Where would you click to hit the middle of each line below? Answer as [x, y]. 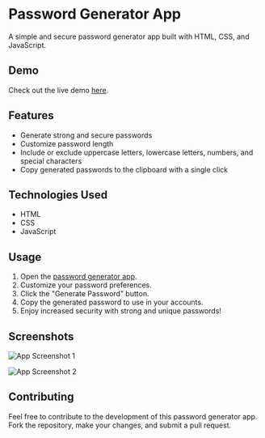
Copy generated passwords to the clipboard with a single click [124, 169]
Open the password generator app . [78, 277]
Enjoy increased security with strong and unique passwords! [121, 311]
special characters [51, 161]
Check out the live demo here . [59, 90]
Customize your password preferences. [86, 285]
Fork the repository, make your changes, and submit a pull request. [120, 425]
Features [31, 115]
